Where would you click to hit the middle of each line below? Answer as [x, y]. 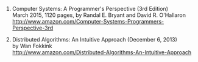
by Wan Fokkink [32, 46]
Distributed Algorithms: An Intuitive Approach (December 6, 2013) [95, 39]
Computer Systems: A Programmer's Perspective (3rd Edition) [90, 9]
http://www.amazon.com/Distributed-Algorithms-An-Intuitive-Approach [102, 52]
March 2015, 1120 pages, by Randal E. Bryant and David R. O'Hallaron [99, 15]
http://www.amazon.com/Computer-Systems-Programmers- [88, 21]
